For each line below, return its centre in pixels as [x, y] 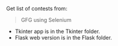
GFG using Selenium [46, 20]
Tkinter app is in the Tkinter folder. [58, 31]
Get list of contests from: [37, 9]
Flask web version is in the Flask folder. [63, 37]
